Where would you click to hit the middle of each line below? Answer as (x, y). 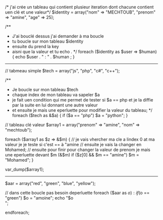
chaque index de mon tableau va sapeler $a (56, 95)
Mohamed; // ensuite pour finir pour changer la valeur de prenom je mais (78, 150)
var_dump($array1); (25, 169)
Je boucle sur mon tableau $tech (45, 90)
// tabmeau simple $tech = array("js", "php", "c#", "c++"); (63, 71)
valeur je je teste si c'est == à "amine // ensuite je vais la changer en (73, 144)
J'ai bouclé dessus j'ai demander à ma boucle (58, 36)
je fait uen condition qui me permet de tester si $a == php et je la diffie (83, 100)
